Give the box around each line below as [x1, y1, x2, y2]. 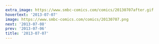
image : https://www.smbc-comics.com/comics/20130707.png [5, 17, 129, 22]
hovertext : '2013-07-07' [5, 12, 58, 17]
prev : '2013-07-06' [5, 26, 47, 31]
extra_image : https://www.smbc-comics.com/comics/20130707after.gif [5, 7, 154, 13]
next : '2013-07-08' [5, 21, 47, 27]
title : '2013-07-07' [5, 31, 49, 36]
